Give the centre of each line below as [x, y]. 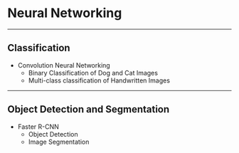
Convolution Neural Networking [64, 65]
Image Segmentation [59, 142]
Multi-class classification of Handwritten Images [99, 80]
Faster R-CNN [38, 127]
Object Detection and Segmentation [89, 109]
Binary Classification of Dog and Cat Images [93, 73]
